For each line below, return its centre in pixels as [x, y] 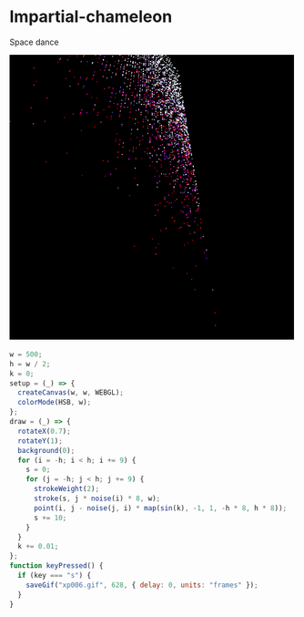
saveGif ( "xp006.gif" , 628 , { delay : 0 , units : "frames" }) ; [142, 585]
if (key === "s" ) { [55, 576]
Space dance [34, 42]
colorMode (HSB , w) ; [55, 403]
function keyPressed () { [56, 566]
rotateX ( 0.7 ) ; [44, 431]
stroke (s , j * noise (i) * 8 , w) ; [97, 499]
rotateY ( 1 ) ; [41, 441]
